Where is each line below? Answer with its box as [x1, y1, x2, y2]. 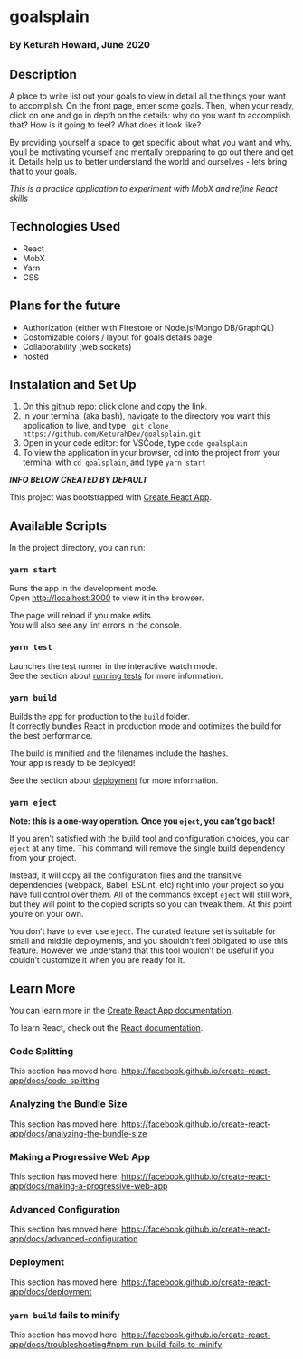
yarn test [9, 642, 52, 653]
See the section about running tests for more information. [9, 670, 223, 681]
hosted [22, 351, 50, 362]
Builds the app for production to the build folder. [9, 712, 191, 722]
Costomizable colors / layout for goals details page [22, 332, 213, 343]
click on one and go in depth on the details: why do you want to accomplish [9, 109, 291, 120]
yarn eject [9, 797, 57, 807]
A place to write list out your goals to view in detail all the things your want [9, 90, 287, 101]
